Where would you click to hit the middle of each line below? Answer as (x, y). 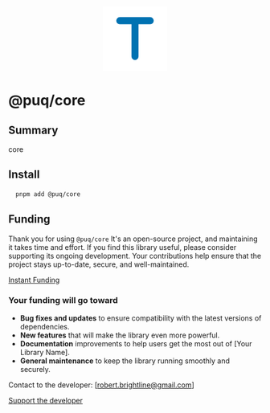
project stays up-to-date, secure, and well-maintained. (99, 264)
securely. (35, 369)
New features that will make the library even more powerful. (120, 335)
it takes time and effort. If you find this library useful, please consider (123, 247)
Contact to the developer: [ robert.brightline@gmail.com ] (101, 385)
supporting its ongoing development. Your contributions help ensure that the (135, 256)
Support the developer (45, 400)
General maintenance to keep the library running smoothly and (125, 361)
